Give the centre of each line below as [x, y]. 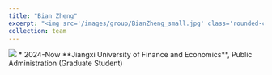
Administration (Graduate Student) [66, 63]
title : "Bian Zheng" [43, 16]
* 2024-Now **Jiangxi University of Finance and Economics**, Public [135, 55]
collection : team [38, 31]
